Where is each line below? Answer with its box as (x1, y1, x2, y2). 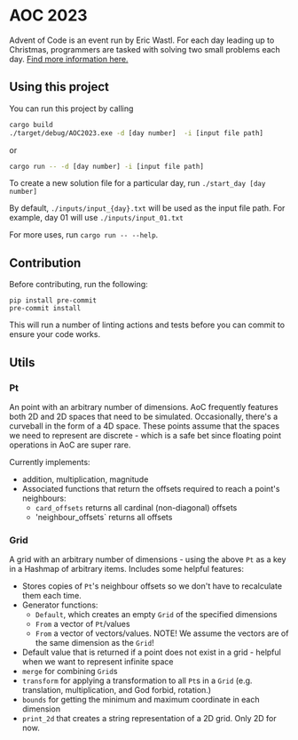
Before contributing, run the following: (9, 279, 148, 290)
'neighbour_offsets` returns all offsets (35, 511, 173, 522)
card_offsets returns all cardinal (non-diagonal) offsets (35, 502, 238, 512)
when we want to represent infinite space (21, 656, 174, 667)
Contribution (9, 255, 82, 270)
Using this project (9, 79, 109, 94)
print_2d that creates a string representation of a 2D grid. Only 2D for (21, 713, 277, 724)
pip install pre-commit (9, 296, 98, 305)
